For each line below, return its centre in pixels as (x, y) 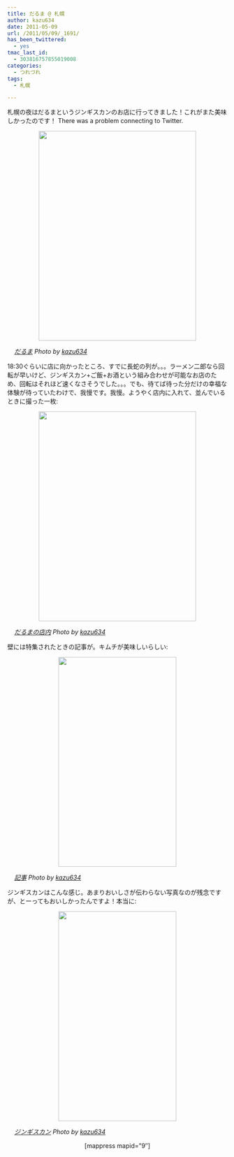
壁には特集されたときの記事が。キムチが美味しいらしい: (88, 647)
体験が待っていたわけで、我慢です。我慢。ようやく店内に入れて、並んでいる (116, 393)
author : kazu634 (31, 20)
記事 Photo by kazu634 (48, 877)
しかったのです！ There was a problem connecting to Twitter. (95, 121)
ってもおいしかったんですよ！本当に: (84, 901)
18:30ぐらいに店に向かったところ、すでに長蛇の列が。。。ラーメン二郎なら (113, 366)
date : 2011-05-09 (32, 27)
